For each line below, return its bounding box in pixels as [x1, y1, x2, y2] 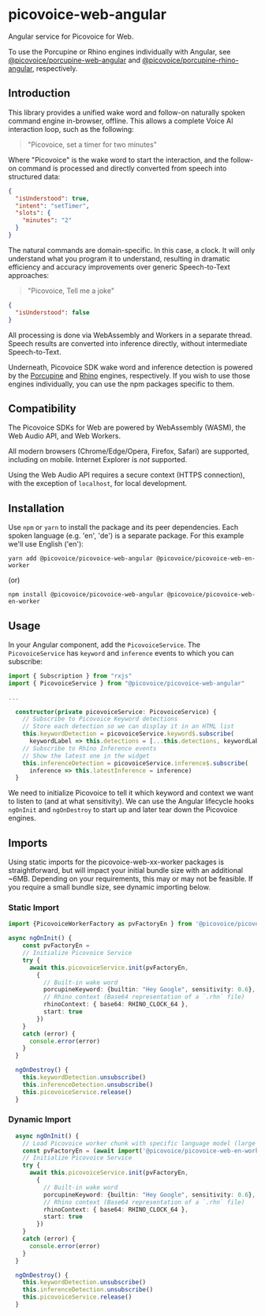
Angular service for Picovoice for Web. [8, 32, 134, 41]
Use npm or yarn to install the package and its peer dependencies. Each [8, 523, 239, 532]
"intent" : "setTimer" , [15, 201, 90, 210]
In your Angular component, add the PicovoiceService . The [8, 640, 201, 649]
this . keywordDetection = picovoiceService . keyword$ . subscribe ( [22, 730, 235, 738]
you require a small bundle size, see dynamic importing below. [8, 882, 211, 892]
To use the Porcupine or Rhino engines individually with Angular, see [8, 47, 231, 56]
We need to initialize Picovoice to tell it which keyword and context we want [8, 788, 254, 798]
